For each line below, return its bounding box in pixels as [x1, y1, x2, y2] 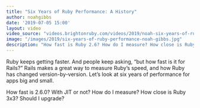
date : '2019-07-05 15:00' [6, 20, 70, 26]
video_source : [6, 31, 42, 37]
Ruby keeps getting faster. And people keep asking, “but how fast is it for [6, 58, 186, 65]
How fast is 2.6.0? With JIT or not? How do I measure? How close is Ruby [6, 88, 186, 96]
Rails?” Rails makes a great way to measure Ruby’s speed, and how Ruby [6, 64, 185, 71]
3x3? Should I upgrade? [6, 94, 65, 101]
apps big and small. [6, 77, 54, 84]
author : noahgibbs [6, 14, 52, 20]
